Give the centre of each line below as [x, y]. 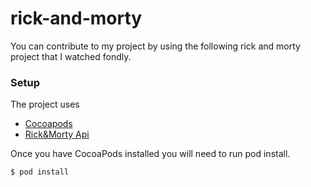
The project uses [45, 104]
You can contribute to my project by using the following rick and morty [155, 46]
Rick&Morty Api [57, 134]
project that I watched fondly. [71, 56]
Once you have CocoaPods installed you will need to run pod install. [150, 154]
